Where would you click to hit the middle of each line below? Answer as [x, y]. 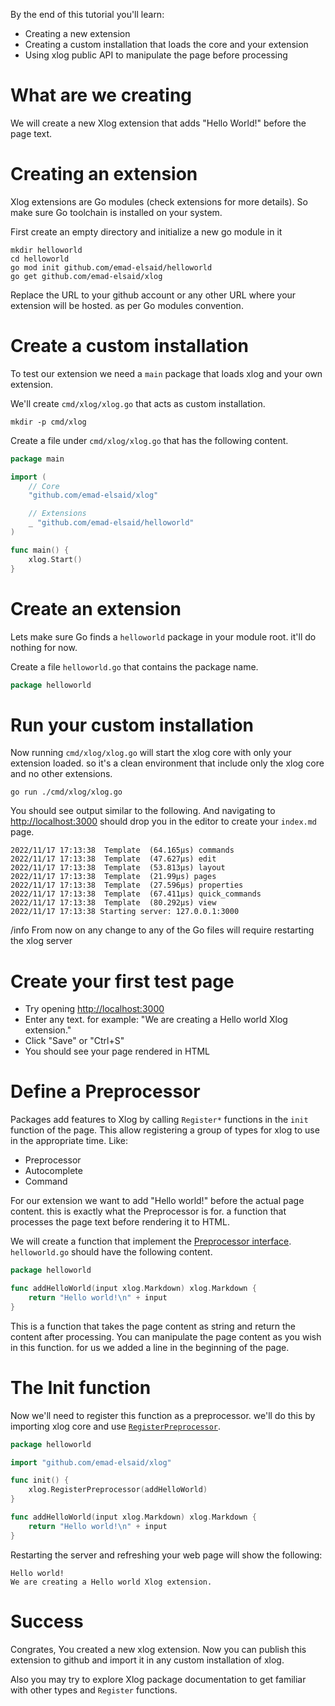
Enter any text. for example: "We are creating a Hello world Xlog [156, 1020]
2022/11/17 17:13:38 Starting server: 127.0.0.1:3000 [125, 912]
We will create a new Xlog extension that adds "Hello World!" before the [158, 123]
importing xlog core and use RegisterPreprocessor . [116, 1426]
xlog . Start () [55, 559]
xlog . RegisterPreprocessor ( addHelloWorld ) [118, 1490]
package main [37, 459]
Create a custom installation [129, 346]
